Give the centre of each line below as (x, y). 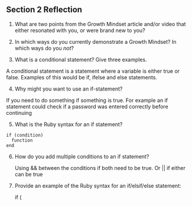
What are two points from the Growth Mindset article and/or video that (100, 24)
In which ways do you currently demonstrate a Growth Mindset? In (95, 41)
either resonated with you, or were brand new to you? (80, 30)
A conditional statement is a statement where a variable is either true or (93, 71)
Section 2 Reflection (44, 10)
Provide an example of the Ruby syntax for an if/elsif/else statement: (98, 185)
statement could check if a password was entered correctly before (87, 107)
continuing (19, 112)
